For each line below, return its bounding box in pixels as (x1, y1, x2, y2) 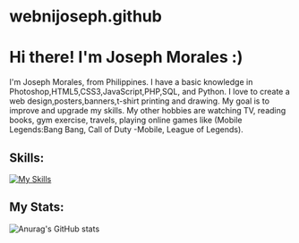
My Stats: (9, 199, 64, 215)
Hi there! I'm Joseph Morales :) (9, 47, 243, 68)
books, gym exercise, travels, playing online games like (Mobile (9, 114, 243, 126)
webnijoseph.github (9, 6, 163, 27)
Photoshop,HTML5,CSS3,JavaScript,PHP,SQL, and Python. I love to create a (9, 87, 291, 97)
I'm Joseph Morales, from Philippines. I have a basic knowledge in (9, 77, 253, 88)
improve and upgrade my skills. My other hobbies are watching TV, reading (9, 105, 286, 116)
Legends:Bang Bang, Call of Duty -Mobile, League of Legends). (9, 124, 243, 135)
